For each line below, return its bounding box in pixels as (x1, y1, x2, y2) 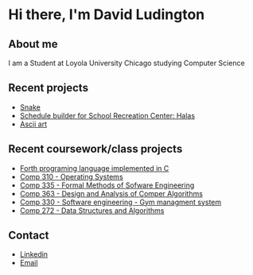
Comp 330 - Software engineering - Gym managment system (19, 197, 222, 207)
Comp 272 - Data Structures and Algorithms (19, 205, 165, 215)
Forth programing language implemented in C (19, 163, 169, 172)
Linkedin (19, 250, 49, 259)
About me (8, 37, 58, 51)
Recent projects (8, 81, 89, 95)
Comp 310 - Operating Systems (19, 172, 123, 181)
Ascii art (19, 119, 48, 129)
